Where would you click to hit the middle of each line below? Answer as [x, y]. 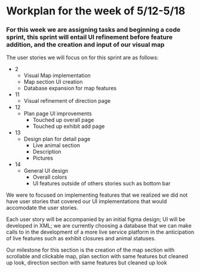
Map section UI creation [53, 82]
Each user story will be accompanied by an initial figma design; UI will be [96, 219]
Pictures [43, 158]
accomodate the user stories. [42, 208]
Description [47, 152]
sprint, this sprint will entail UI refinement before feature [90, 37]
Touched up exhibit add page [69, 126]
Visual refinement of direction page [67, 101]
